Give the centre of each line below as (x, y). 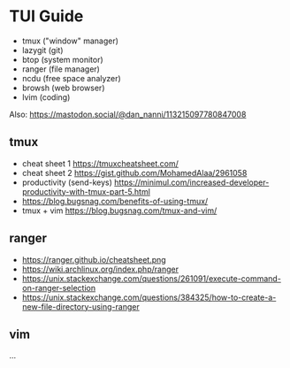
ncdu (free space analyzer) (71, 78)
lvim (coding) (46, 97)
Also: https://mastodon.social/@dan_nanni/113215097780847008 (128, 114)
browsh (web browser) (63, 88)
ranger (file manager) (61, 69)
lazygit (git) (42, 50)
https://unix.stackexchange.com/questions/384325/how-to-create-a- (149, 297)
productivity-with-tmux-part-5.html (86, 191)
